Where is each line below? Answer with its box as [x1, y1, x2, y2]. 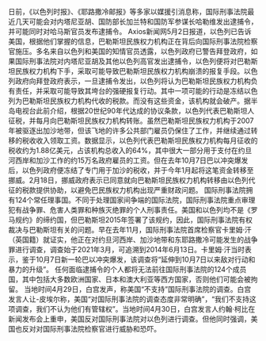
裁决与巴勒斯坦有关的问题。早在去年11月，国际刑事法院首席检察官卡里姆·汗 [8, 225, 252, 234]
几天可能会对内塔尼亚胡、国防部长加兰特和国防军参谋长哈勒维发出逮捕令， [14, 17, 258, 26]
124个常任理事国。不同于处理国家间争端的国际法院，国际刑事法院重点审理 [14, 195, 256, 205]
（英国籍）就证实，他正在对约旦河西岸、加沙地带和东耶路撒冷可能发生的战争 [8, 235, 258, 244]
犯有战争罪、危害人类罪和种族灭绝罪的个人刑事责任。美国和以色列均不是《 [8, 205, 251, 214]
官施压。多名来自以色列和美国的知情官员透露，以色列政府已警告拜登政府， [8, 47, 251, 56]
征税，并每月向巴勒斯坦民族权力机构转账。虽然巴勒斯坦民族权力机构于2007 [8, 116, 254, 125]
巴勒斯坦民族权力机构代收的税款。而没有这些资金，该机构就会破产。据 [21, 96, 251, 105]
